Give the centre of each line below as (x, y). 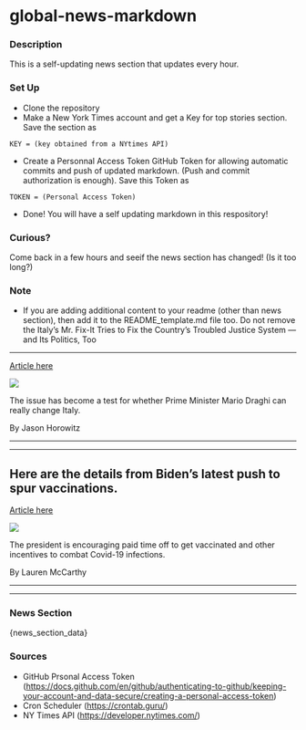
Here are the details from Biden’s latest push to (145, 474)
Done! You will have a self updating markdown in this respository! (145, 214)
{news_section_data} (49, 633)
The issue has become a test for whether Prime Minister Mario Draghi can (148, 401)
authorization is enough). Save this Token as (106, 180)
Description (36, 45)
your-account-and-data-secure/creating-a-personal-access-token (148, 695)
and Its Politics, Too (60, 339)
